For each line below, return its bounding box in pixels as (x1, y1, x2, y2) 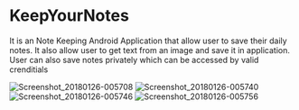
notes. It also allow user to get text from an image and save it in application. (9, 44, 291, 55)
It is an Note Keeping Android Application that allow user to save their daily (9, 35, 287, 46)
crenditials (9, 64, 49, 75)
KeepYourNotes (9, 5, 129, 26)
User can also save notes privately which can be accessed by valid (9, 54, 259, 65)
